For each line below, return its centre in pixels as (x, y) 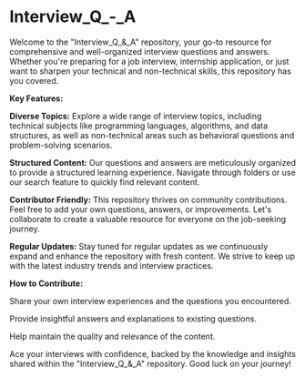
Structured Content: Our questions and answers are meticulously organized (152, 162)
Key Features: (36, 98)
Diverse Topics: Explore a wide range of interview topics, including (136, 116)
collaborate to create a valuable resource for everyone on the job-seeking (148, 219)
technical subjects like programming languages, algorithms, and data (139, 126)
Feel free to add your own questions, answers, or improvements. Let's (141, 209)
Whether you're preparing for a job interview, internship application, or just (149, 61)
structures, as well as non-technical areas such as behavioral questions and (152, 135)
